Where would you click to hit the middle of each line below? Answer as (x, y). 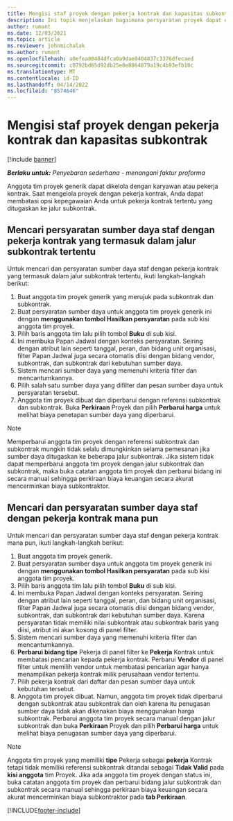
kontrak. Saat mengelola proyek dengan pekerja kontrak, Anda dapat (105, 194)
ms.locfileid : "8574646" (43, 91)
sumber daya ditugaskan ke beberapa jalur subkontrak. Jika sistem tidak (111, 456)
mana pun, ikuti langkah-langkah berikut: (66, 543)
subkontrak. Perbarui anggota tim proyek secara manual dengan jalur (116, 718)
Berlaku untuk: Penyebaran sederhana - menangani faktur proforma (106, 173)
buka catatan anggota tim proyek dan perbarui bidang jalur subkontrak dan (114, 782)
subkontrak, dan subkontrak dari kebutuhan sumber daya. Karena (111, 615)
